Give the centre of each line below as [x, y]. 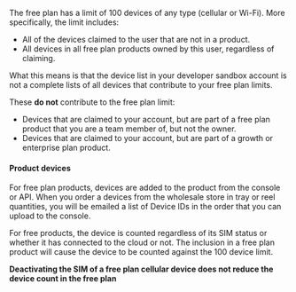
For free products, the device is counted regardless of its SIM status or [138, 233]
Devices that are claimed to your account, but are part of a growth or [147, 138]
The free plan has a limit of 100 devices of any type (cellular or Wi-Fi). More [147, 13]
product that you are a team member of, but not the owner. [129, 129]
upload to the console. [50, 216]
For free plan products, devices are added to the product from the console [145, 188]
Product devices [40, 168]
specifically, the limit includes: [64, 22]
